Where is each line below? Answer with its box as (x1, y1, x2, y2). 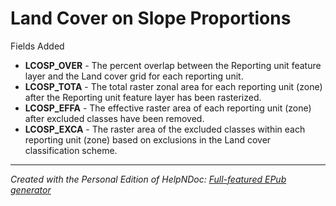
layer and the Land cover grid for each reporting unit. (24, 70, 244, 82)
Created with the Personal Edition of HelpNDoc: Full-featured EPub (10, 173, 287, 185)
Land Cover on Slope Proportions (10, 7, 292, 30)
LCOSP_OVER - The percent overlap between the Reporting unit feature (24, 59, 322, 71)
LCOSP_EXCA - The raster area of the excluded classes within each (24, 123, 306, 135)
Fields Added (10, 40, 65, 52)
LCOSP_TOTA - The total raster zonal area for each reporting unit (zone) (24, 80, 323, 92)
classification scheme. (24, 144, 118, 156)
